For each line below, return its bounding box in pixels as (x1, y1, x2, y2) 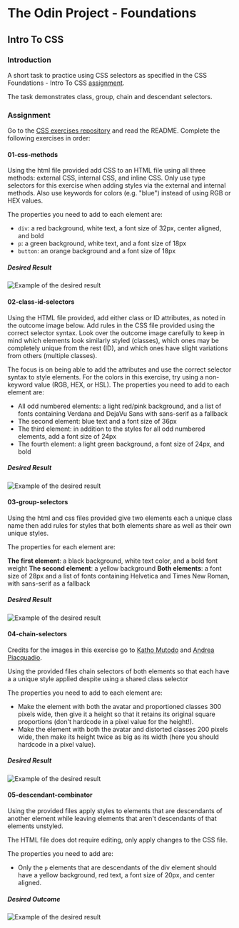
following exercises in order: (7, 134, 91, 143)
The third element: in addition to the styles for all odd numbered (17, 424, 205, 433)
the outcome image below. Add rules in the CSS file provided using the (7, 321, 215, 330)
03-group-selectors (7, 498, 68, 506)
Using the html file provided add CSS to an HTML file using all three (7, 166, 206, 175)
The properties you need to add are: (7, 850, 114, 858)
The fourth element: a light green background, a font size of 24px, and (17, 439, 225, 448)
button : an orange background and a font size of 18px (17, 247, 176, 255)
